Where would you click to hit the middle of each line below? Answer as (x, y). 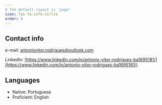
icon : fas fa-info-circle (31, 14)
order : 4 (14, 19)
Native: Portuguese (32, 92)
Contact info (24, 38)
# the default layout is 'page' (38, 10)
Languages (23, 80)
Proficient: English (30, 97)
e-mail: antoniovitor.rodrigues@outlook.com (49, 50)
